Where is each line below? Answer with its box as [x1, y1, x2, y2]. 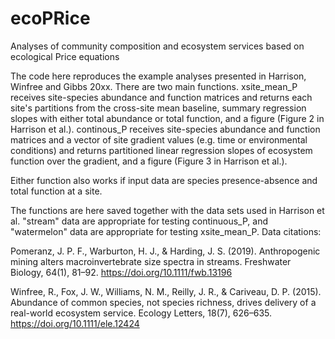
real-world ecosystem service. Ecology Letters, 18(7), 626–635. [10, 307, 272, 319]
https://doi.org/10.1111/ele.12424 [10, 317, 140, 329]
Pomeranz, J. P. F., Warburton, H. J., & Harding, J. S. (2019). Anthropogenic [10, 245, 321, 257]
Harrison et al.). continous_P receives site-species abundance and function [10, 123, 321, 135]
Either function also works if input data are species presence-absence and [10, 174, 318, 186]
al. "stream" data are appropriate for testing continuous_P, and [10, 215, 269, 227]
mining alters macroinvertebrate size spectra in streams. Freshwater [10, 255, 292, 267]
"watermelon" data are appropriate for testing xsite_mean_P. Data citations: [10, 225, 322, 237]
